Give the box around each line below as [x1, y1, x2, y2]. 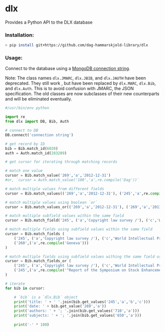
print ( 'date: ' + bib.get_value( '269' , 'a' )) [14, 304, 107, 309]
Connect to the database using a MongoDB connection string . [5, 66, 131, 71]
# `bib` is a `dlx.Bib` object [14, 295, 78, 299]
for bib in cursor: [5, 286, 45, 291]
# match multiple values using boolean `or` [5, 200, 98, 205]
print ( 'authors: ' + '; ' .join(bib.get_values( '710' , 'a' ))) [14, 308, 139, 313]
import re [5, 114, 26, 120]
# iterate [5, 281, 26, 286]
